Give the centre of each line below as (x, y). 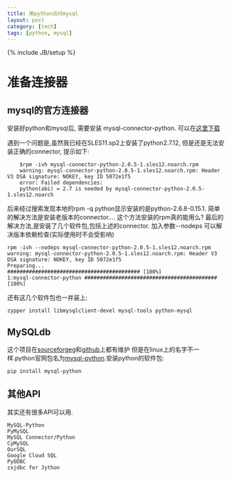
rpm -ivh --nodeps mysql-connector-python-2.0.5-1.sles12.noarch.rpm (109, 248)
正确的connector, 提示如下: (51, 151)
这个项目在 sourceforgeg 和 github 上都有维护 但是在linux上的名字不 (100, 349)
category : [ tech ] (32, 26)
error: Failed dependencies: (61, 183)
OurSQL (17, 449)
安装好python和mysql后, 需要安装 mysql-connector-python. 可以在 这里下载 (114, 128)
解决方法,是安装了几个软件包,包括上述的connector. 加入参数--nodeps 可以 (112, 226)
